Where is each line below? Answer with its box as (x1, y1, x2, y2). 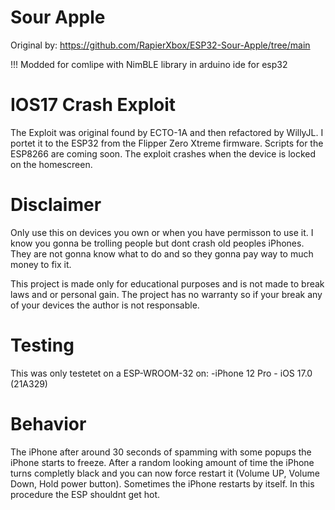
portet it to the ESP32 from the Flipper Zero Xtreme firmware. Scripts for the (10, 137, 324, 149)
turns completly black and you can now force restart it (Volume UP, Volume (10, 467, 320, 479)
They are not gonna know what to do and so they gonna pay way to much (10, 247, 314, 260)
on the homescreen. (10, 158, 93, 170)
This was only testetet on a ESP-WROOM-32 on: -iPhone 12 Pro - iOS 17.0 (10, 367, 313, 379)
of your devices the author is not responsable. (10, 299, 200, 311)
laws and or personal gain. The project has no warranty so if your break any (10, 288, 323, 300)
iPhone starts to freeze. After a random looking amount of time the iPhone (10, 456, 315, 468)
